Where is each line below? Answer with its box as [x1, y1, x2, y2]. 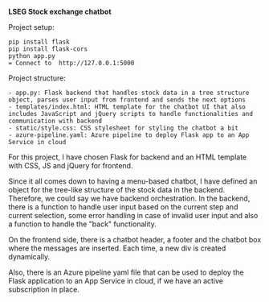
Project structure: [8, 73, 67, 83]
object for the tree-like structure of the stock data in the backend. [8, 185, 226, 194]
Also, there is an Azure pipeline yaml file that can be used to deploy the [8, 267, 244, 277]
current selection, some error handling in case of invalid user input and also [8, 211, 259, 220]
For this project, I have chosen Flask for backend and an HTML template [8, 152, 247, 162]
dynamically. [8, 252, 51, 261]
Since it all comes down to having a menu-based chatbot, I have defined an [8, 176, 258, 186]
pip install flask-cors [8, 45, 88, 53]
